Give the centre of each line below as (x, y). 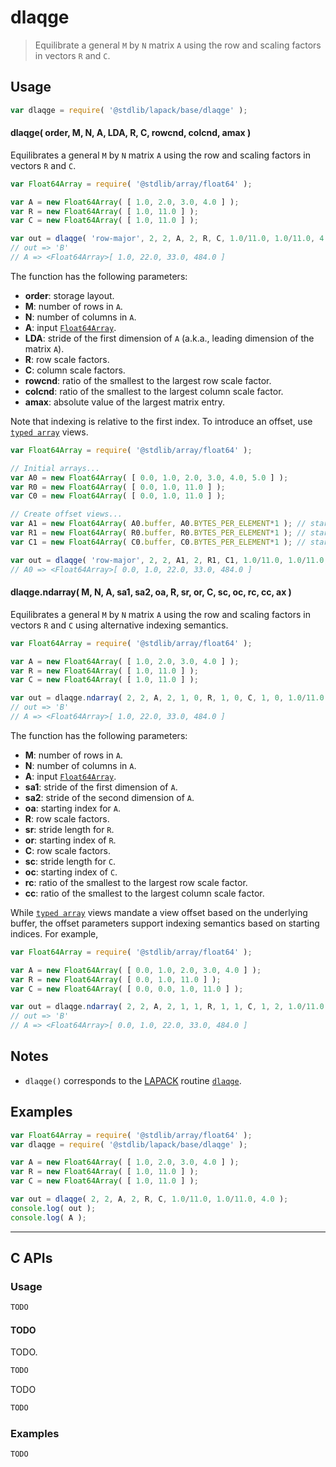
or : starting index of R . (70, 840)
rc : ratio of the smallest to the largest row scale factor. (136, 882)
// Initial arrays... (55, 468)
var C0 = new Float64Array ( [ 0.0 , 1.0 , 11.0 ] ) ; (118, 496)
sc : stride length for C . (70, 861)
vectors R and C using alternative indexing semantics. (119, 625)
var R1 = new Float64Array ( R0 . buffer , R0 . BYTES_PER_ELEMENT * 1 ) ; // (158, 533)
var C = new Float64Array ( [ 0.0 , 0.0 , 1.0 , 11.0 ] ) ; (127, 989)
